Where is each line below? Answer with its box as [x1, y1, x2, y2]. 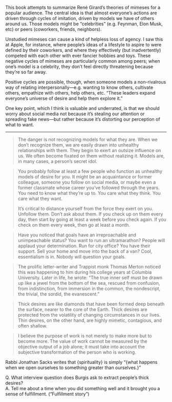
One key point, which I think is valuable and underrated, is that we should [5, 105, 160, 111]
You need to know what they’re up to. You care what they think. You [17, 190, 161, 196]
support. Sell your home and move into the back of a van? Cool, [17, 248, 153, 254]
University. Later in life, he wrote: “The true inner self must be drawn [17, 275, 163, 281]
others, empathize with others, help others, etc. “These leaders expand [5, 90, 156, 96]
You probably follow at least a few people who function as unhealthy [17, 168, 163, 174]
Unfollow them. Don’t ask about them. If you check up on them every [17, 211, 163, 217]
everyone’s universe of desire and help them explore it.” [5, 95, 123, 101]
